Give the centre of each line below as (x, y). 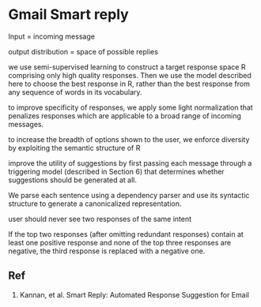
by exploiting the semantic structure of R (74, 148)
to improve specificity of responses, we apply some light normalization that (130, 107)
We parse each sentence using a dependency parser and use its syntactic (129, 195)
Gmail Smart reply (68, 15)
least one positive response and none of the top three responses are (120, 242)
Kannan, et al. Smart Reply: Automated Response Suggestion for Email (134, 294)
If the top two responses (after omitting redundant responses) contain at (126, 234)
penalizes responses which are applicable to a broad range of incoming (125, 115)
